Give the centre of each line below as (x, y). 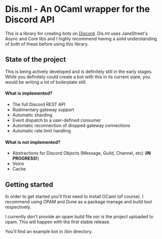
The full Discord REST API (39, 104)
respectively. (18, 207)
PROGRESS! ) (26, 158)
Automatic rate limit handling (41, 130)
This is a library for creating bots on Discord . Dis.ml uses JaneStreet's (76, 33)
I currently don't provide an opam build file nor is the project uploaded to (79, 216)
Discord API (30, 20)
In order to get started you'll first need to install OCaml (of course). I (74, 196)
